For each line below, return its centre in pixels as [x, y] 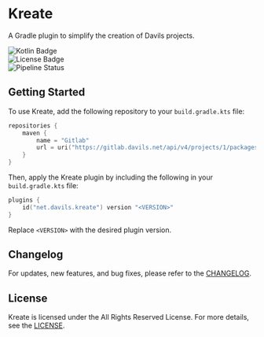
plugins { [24, 200]
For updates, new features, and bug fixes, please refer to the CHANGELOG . [130, 273]
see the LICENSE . [37, 326]
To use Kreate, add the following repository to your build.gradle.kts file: [126, 111]
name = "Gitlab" [63, 140]
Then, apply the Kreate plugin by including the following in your [111, 177]
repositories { [33, 126]
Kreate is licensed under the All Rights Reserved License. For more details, [129, 317]
